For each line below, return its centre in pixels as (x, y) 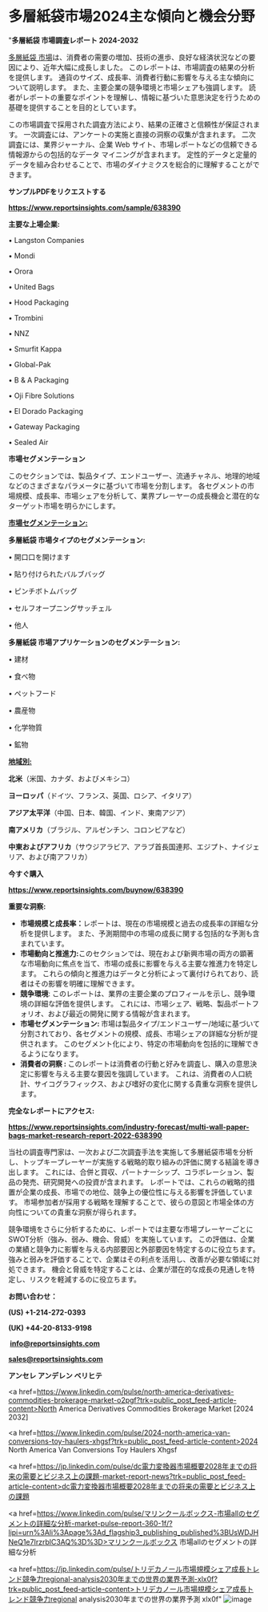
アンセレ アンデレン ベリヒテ (55, 1375)
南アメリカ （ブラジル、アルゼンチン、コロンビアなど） (99, 829)
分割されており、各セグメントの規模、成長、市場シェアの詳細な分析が (135, 1033)
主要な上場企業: (34, 224)
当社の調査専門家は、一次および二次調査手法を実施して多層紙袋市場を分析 (131, 1152)
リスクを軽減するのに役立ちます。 (85, 1279)
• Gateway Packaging (44, 427)
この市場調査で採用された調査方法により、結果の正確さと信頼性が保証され (131, 124)
